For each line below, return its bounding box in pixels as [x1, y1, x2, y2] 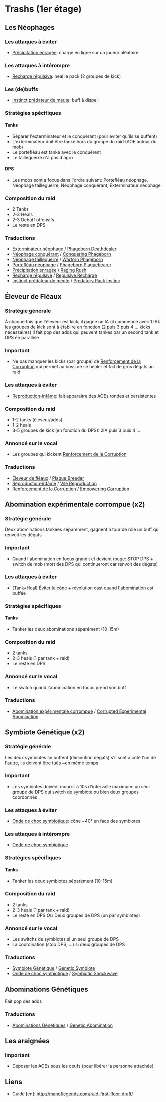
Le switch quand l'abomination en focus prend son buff [12, 684, 126, 690]
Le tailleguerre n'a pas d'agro [12, 154, 73, 160]
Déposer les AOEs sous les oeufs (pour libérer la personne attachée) [12, 1063, 154, 1069]
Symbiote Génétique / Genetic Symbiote [12, 965, 95, 971]
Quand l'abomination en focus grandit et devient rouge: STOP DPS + [12, 556, 153, 562]
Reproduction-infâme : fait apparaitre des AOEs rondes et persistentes [12, 393, 156, 399]
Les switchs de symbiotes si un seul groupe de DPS [12, 936, 119, 942]
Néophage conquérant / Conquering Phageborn [12, 251, 111, 257]
